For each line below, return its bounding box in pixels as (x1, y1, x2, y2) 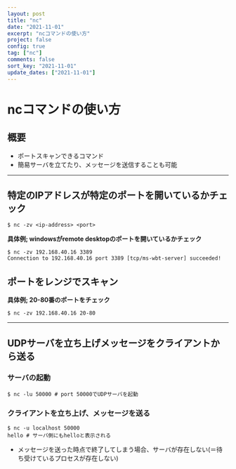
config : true (7, 43, 46, 50)
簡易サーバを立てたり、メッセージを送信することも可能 (17, 160, 178, 169)
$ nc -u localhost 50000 (7, 425, 80, 432)
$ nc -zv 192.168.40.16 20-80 (7, 310, 96, 317)
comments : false (7, 56, 55, 63)
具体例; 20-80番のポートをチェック (7, 296, 110, 304)
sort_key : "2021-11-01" (7, 62, 77, 70)
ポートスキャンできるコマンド (17, 152, 104, 160)
